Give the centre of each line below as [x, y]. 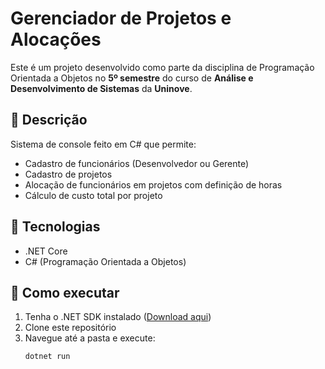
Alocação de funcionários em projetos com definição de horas [153, 184]
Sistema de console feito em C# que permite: [103, 144]
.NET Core [46, 251]
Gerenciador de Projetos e [121, 18]
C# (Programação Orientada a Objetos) [105, 261]
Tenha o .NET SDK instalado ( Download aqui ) [118, 317]
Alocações [56, 39]
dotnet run [47, 357]
